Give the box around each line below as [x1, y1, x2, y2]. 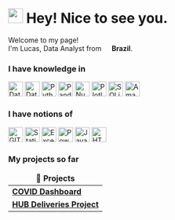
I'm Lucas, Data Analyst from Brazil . [8, 43, 133, 53]
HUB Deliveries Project [12, 199, 100, 210]
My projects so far [8, 154, 79, 165]
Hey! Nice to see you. [26, 9, 169, 27]
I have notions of [8, 108, 73, 119]
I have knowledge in [8, 63, 86, 74]
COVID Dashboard [12, 185, 82, 196]
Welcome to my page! [8, 35, 79, 45]
